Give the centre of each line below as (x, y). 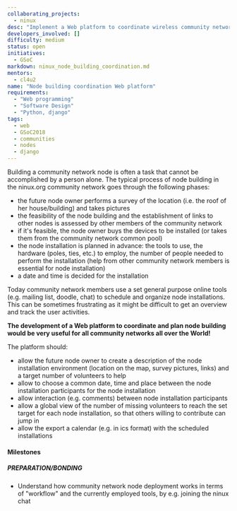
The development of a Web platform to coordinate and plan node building (117, 325)
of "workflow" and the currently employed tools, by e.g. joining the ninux (123, 493)
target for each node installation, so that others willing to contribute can (121, 413)
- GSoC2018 (30, 132)
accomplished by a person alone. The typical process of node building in (113, 180)
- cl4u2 (25, 80)
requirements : (28, 93)
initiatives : (26, 54)
